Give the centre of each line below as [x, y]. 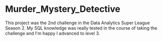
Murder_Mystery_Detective [63, 9]
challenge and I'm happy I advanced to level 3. [53, 33]
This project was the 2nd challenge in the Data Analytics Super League [78, 23]
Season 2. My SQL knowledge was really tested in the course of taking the [81, 28]
